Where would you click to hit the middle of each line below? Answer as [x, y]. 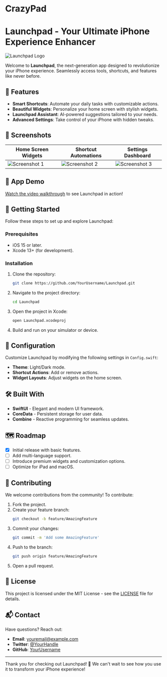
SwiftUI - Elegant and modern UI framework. [58, 408]
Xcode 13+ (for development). [43, 250]
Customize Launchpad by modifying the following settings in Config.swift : [82, 358]
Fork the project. [29, 505]
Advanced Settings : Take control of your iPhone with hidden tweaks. [83, 120]
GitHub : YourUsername [36, 650]
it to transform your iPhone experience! [45, 669]
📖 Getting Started [33, 209]
